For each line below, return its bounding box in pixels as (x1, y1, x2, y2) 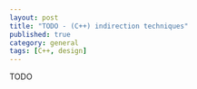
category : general (9, 38, 79, 48)
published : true (9, 30, 71, 39)
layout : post (9, 13, 59, 22)
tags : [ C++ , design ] (9, 47, 88, 56)
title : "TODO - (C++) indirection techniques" (9, 22, 189, 31)
